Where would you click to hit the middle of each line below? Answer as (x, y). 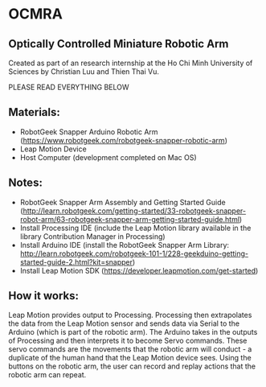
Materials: (34, 112)
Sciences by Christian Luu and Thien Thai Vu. (84, 72)
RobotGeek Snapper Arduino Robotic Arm (89, 132)
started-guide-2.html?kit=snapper (76, 261)
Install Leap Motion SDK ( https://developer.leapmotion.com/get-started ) (139, 270)
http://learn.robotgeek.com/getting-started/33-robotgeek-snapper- (135, 211)
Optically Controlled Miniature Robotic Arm (119, 44)
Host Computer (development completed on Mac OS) (108, 157)
